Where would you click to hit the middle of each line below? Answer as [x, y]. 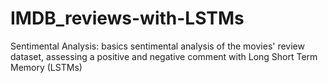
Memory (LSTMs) [46, 67]
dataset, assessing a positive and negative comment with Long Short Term [164, 56]
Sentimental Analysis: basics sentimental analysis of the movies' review [157, 46]
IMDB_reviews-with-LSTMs [127, 18]
